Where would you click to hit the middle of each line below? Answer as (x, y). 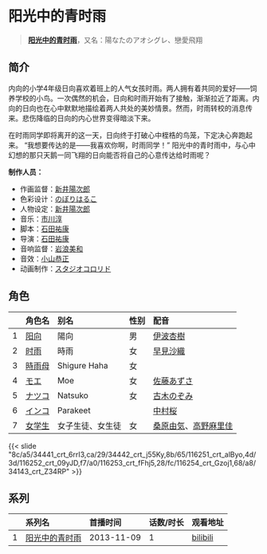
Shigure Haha (82, 365)
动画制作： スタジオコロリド (65, 269)
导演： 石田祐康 (44, 238)
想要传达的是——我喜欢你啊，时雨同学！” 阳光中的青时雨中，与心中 (145, 145)
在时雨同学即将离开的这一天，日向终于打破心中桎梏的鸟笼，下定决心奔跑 (127, 135)
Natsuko (73, 395)
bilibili (202, 537)
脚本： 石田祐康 (44, 229)
